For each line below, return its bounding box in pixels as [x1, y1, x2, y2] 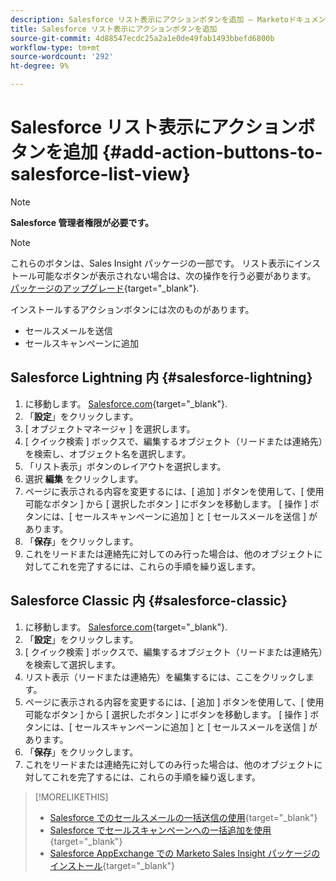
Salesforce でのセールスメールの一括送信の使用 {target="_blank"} [49, 811, 318, 823]
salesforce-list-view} [10, 163, 191, 186]
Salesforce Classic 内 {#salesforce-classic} [10, 592, 288, 610]
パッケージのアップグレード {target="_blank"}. [10, 282, 200, 294]
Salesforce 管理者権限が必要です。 [10, 216, 154, 228]
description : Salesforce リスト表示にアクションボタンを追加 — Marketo [10, 14, 289, 25]
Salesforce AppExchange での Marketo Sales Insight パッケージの [49, 847, 321, 859]
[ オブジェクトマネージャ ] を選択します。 [24, 422, 196, 435]
